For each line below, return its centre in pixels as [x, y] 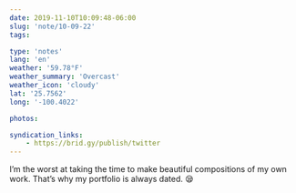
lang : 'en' [30, 60]
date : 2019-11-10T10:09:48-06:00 [73, 18]
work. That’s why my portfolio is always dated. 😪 [102, 179]
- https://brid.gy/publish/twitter [93, 143]
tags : [20, 35]
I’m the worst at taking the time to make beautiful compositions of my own [148, 169]
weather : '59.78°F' [46, 68]
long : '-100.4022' [44, 102]
